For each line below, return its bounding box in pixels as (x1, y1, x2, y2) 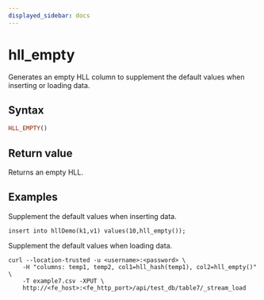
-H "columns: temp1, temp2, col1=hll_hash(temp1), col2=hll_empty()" (22, 263, 258, 271)
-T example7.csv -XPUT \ (22, 277, 105, 285)
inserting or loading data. (8, 80, 90, 90)
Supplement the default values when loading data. (8, 240, 173, 250)
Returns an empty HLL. (8, 167, 83, 177)
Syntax (8, 103, 44, 117)
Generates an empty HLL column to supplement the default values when (8, 72, 245, 82)
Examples (8, 190, 58, 204)
